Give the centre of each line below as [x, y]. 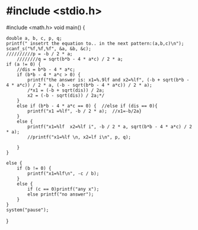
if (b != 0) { [34, 168]
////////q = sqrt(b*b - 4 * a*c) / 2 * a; [70, 59]
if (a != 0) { [24, 64]
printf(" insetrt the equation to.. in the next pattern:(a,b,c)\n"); [95, 43]
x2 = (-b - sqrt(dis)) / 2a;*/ [66, 95]
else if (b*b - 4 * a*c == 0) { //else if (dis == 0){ [87, 106]
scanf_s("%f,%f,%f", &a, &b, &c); [49, 49]
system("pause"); [28, 210]
